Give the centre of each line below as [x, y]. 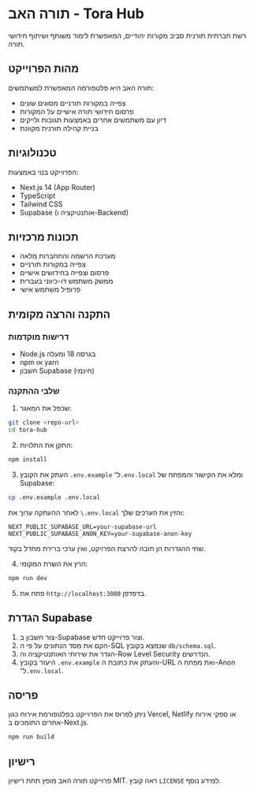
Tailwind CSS [41, 204]
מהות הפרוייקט [43, 69]
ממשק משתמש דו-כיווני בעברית [66, 281]
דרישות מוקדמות [39, 337]
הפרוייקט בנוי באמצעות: [43, 172]
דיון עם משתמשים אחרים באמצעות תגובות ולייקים [93, 120]
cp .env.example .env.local [54, 497]
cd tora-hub [28, 430]
